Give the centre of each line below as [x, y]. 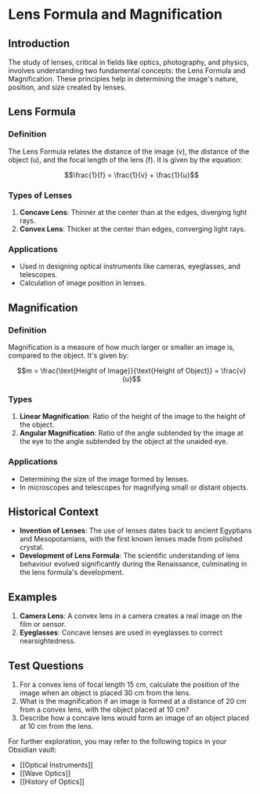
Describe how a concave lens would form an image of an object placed [134, 718]
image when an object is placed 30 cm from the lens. [105, 693]
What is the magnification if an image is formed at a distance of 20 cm [133, 701]
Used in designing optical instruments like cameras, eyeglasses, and [130, 266]
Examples [32, 597]
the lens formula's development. [71, 572]
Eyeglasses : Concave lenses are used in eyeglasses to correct [121, 632]
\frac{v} [233, 370]
